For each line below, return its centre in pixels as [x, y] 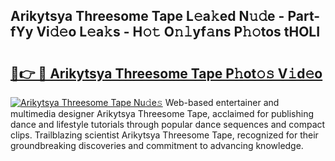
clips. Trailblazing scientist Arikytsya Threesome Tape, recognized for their [164, 135]
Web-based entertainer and [222, 102]
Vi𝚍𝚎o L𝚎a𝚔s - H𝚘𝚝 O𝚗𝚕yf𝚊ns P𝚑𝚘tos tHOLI [178, 32]
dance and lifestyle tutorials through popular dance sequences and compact [168, 124]
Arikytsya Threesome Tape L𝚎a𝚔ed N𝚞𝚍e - [147, 16]
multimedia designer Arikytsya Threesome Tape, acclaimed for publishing [162, 113]
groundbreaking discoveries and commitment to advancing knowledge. [157, 145]
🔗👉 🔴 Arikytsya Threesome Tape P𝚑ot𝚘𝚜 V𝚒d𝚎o [166, 73]
